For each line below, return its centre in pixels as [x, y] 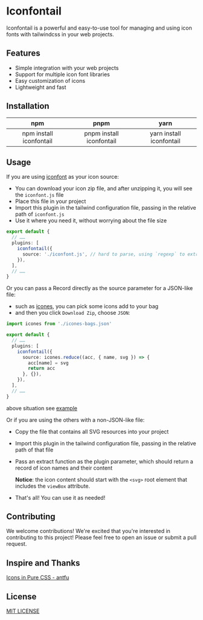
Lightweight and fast [40, 87]
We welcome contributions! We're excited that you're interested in [89, 531]
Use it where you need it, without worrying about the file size [91, 221]
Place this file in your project [50, 201]
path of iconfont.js [40, 214]
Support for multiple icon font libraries [62, 74]
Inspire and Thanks [43, 563]
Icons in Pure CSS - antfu [38, 578]
